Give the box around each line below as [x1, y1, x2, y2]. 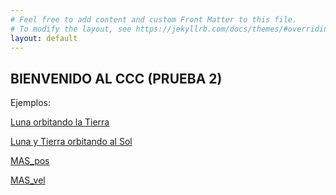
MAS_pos [10, 155, 50, 167]
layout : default [10, 33, 78, 43]
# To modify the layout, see [10, 24, 132, 34]
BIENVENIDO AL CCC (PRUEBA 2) [10, 70, 223, 87]
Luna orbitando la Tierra [10, 116, 110, 128]
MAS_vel [10, 174, 46, 186]
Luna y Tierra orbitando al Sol [10, 136, 133, 148]
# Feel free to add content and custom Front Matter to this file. [10, 14, 298, 25]
